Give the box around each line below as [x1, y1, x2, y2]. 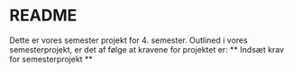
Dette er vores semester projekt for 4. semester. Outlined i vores [9, 35, 248, 45]
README [9, 5, 78, 26]
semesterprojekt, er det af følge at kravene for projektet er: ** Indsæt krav [9, 44, 285, 54]
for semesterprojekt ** [9, 53, 93, 64]
